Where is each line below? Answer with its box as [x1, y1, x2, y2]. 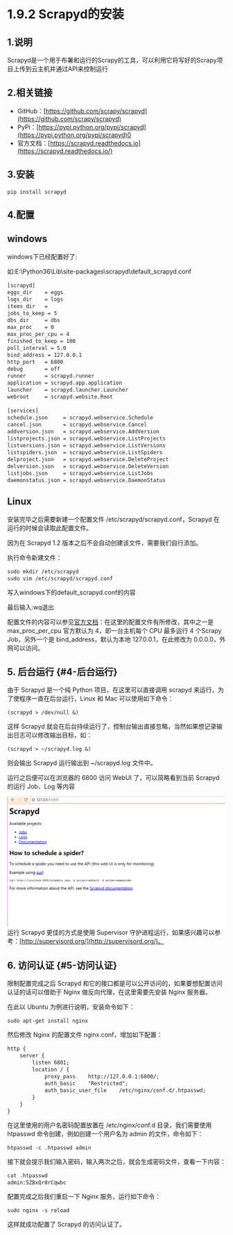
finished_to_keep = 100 [7, 337, 76, 344]
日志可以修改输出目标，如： [12, 731, 92, 740]
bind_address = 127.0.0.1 [7, 351, 82, 358]
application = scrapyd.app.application [7, 379, 123, 386]
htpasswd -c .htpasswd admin [7, 1145, 92, 1152]
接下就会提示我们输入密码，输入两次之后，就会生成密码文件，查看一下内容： [7, 1158, 226, 1166]
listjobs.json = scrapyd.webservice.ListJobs [7, 470, 154, 477]
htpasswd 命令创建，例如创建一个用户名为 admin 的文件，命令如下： [7, 1130, 204, 1138]
